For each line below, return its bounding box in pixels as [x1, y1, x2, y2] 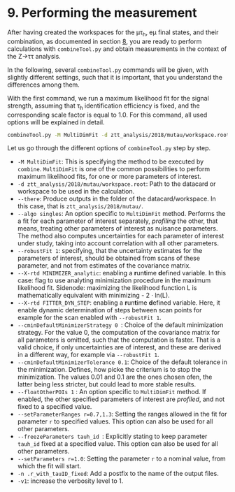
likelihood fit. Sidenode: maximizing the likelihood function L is [17, 284, 197, 292]
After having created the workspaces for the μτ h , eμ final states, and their [7, 28, 219, 38]
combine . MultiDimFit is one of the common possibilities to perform [17, 165, 211, 173]
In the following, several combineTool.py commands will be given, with [7, 65, 208, 74]
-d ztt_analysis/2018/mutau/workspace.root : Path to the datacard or [17, 180, 216, 188]
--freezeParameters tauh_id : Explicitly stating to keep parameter [17, 432, 208, 441]
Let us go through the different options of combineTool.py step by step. [7, 144, 211, 152]
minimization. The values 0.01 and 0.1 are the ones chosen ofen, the [17, 372, 213, 382]
